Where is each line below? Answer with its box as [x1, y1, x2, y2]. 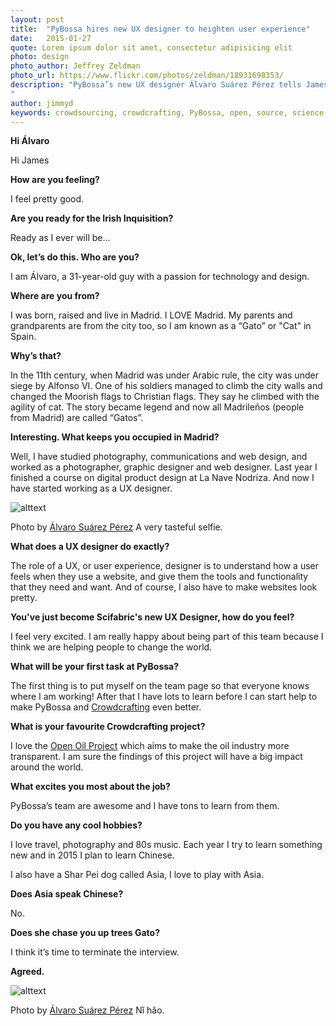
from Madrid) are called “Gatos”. [10, 412, 144, 424]
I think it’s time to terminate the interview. [10, 946, 180, 958]
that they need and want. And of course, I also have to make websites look [10, 581, 318, 593]
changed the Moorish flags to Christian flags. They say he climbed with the [10, 391, 320, 403]
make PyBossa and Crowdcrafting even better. [10, 701, 202, 713]
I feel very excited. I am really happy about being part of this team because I [10, 631, 324, 643]
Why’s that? [10, 350, 62, 362]
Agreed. [10, 966, 45, 978]
